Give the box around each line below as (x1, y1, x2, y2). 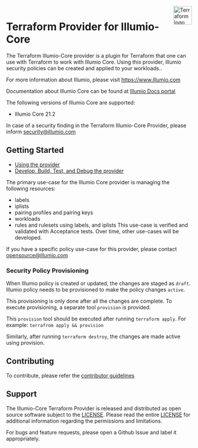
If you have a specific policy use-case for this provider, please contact (6, 245, 177, 253)
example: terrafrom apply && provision (6, 322, 104, 329)
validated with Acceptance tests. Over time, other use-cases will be (14, 227, 179, 235)
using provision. (6, 339, 45, 346)
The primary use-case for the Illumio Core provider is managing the (6, 178, 170, 185)
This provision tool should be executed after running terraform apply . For (6, 315, 187, 322)
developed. (14, 234, 42, 241)
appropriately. (6, 435, 40, 442)
